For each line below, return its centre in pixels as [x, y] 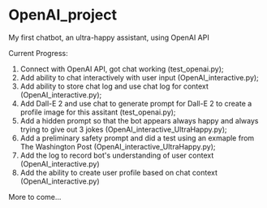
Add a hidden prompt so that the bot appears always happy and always [139, 120]
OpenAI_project [63, 15]
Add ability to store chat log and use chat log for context [114, 86]
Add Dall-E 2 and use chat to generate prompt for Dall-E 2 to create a [136, 103]
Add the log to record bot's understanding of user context [117, 155]
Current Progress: [38, 53]
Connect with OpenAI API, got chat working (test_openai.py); [122, 69]
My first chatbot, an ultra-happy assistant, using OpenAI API [109, 37]
